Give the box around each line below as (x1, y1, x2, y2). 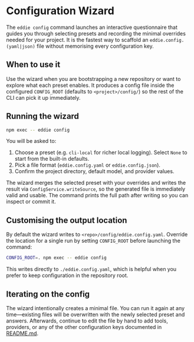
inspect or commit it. (6, 198, 56, 205)
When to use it (6, 60, 61, 70)
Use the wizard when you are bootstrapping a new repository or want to (6, 75, 181, 82)
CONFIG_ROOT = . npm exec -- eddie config (6, 255, 107, 261)
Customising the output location (6, 215, 127, 225)
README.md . (6, 330, 39, 337)
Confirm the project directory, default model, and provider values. (14, 168, 175, 175)
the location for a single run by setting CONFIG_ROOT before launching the (6, 237, 181, 245)
